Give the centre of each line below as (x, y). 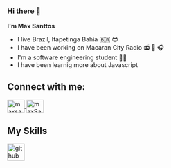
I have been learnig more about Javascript (78, 65)
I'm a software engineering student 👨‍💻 (72, 57)
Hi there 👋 (24, 11)
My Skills (27, 131)
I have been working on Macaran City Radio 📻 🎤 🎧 (90, 48)
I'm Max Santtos (31, 26)
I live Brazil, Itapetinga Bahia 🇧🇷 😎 (68, 39)
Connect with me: (46, 87)
